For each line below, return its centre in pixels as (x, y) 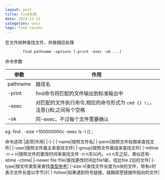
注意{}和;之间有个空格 (60, 110)
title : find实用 (21, 14)
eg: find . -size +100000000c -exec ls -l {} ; (49, 132)
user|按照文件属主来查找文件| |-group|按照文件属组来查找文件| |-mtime (87, 148)
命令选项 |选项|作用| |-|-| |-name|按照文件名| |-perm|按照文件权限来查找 (78, 142)
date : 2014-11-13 (23, 19)
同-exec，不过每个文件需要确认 (72, 119)
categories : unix (23, 23)
